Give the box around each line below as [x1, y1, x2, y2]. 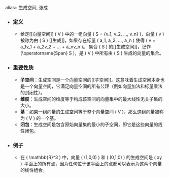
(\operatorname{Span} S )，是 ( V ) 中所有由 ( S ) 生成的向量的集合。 [20, 50, 164, 56]
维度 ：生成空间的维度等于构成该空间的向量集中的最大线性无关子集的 [20, 96, 163, 102]
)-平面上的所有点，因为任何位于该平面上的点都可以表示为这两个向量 [20, 160, 162, 167]
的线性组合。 [20, 167, 47, 173]
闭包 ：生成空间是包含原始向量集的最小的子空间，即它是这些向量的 [20, 121, 158, 128]
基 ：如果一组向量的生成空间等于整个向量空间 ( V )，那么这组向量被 [20, 109, 160, 115]
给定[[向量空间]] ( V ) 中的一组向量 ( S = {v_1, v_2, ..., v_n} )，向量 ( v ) [20, 31, 164, 37]
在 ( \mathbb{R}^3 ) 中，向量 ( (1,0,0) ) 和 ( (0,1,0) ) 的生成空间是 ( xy [20, 154, 162, 160]
